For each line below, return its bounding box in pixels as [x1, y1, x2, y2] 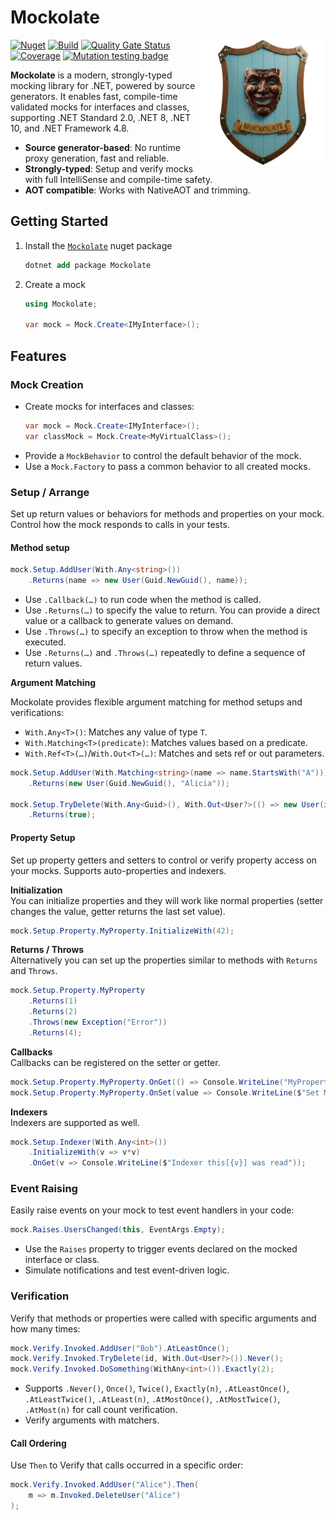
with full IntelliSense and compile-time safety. [24, 173, 213, 185]
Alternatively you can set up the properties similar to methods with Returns [10, 954, 318, 966]
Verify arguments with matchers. [24, 1414, 160, 1426]
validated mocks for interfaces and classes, [10, 101, 190, 113]
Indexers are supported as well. [10, 1116, 140, 1128]
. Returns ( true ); [28, 810, 97, 820]
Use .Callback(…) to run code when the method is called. [24, 593, 262, 605]
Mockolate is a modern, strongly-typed [10, 69, 173, 81]
